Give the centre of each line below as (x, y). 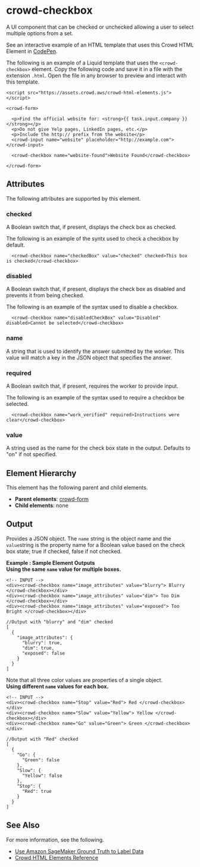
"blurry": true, (42, 642)
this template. (23, 82)
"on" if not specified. (32, 454)
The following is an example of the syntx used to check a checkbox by (93, 239)
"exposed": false (43, 653)
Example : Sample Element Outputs (51, 562)
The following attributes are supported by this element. (74, 198)
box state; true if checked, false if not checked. (64, 551)
